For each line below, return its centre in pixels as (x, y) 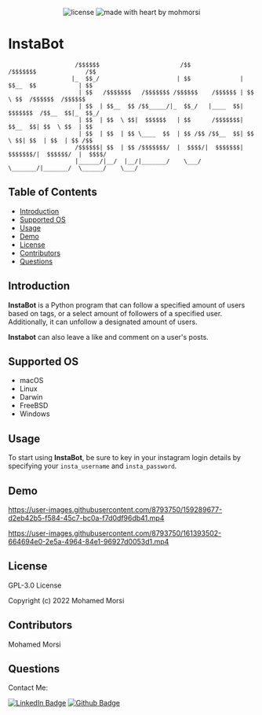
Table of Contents (53, 192)
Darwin (31, 397)
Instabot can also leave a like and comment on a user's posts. (109, 337)
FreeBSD (34, 406)
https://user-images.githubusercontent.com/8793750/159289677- (115, 510)
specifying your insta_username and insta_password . (93, 466)
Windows (35, 414)
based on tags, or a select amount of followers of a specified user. (115, 313)
